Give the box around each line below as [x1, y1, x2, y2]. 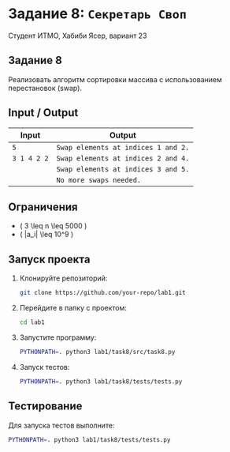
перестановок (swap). [8, 83, 83, 92]
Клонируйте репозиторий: [19, 273, 108, 283]
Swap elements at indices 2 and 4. [56, 153, 190, 163]
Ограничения [8, 200, 78, 213]
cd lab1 [19, 318, 45, 326]
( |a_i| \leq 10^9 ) [19, 230, 74, 239]
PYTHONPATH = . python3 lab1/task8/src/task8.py [19, 348, 176, 356]
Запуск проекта [8, 252, 91, 266]
